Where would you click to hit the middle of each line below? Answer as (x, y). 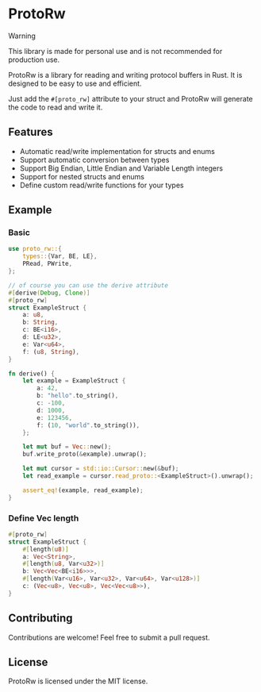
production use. (34, 60)
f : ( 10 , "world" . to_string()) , (88, 425)
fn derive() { (32, 374)
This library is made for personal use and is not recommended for (115, 51)
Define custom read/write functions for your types (102, 185)
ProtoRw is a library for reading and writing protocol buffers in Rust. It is (125, 75)
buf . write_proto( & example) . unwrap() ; (85, 454)
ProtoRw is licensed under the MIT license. (78, 681)
